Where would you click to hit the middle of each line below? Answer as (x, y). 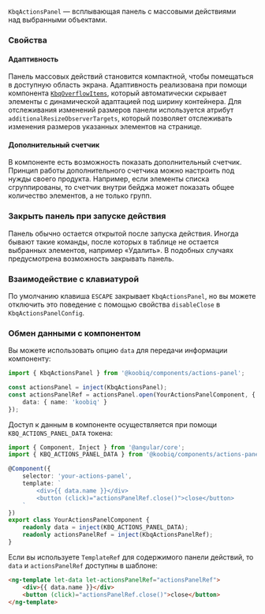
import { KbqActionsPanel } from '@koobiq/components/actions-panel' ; (127, 374)
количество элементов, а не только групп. (80, 195)
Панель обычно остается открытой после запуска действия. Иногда (123, 233)
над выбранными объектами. (58, 20)
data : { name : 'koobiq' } (65, 402)
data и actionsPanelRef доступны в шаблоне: (83, 565)
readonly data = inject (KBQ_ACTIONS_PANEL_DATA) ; (106, 527)
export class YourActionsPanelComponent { (79, 520)
